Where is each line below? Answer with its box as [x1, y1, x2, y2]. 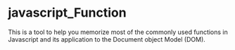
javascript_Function [8, 5, 127, 21]
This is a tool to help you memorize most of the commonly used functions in [8, 28, 228, 36]
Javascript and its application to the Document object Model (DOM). [8, 35, 206, 43]
